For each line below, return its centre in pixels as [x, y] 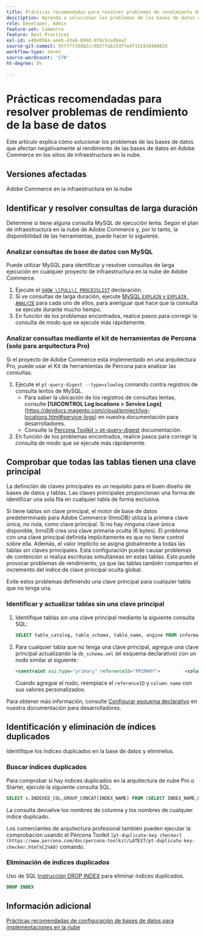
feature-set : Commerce [35, 29]
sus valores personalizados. [50, 689]
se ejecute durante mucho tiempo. [58, 309]
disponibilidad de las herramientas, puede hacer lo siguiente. [83, 236]
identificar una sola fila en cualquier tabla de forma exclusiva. [83, 499]
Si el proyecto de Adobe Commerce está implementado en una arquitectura [101, 359]
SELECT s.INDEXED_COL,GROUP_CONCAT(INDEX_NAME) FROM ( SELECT [86, 798]
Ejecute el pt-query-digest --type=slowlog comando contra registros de [106, 384]
